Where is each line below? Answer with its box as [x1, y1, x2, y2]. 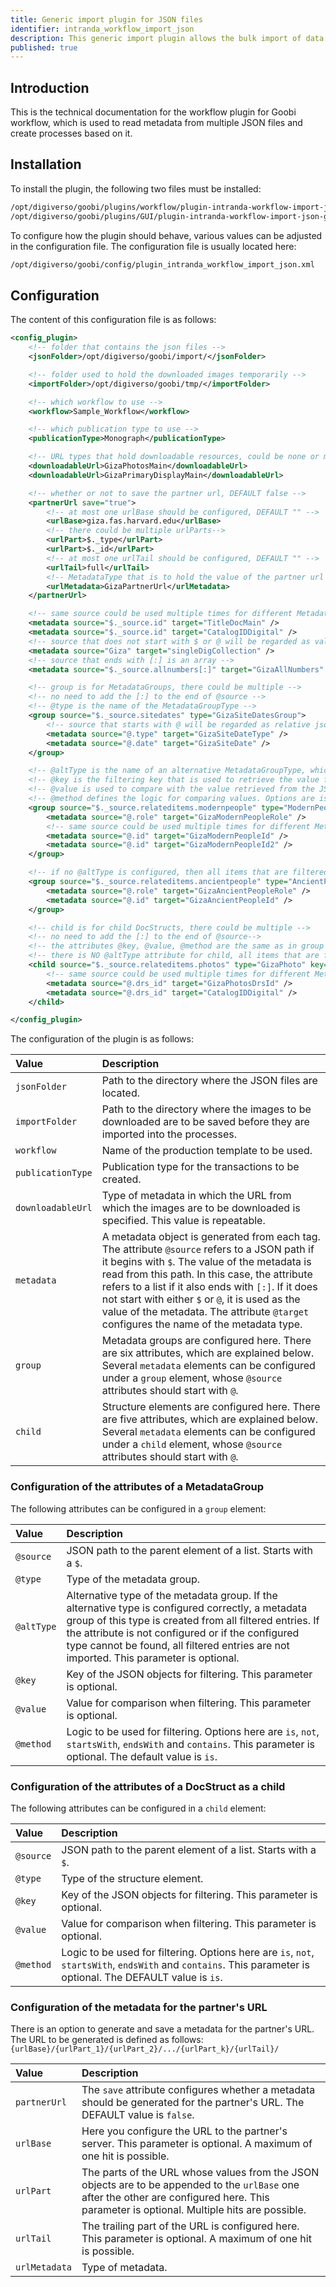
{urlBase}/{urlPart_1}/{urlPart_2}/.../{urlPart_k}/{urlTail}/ [10, 2044, 280, 2055]
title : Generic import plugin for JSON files [10, 14, 203, 25]
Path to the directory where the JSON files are [101, 1074, 318, 1088]
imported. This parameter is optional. [66, 1651, 240, 1665]
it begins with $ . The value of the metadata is [101, 1255, 312, 1269]
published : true [10, 42, 78, 53]
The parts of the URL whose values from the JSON [81, 2166, 320, 2180]
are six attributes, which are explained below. [101, 1346, 315, 1360]
